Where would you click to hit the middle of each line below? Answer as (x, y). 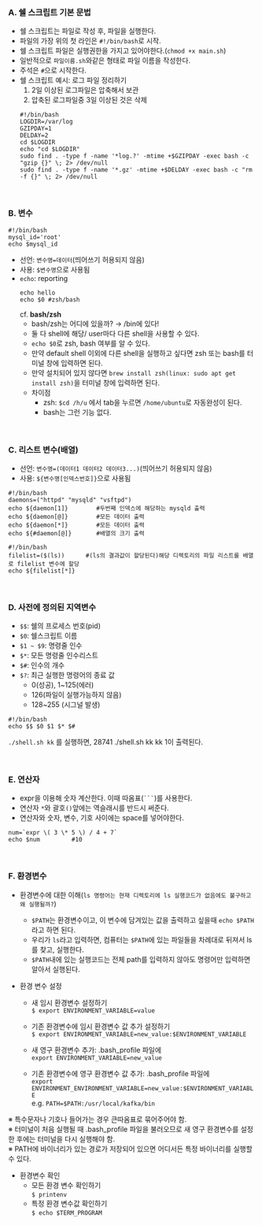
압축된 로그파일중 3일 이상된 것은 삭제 (89, 100)
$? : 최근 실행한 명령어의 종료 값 (67, 675)
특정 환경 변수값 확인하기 (69, 1203)
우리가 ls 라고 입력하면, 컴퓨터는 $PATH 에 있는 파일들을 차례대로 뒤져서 (138, 939)
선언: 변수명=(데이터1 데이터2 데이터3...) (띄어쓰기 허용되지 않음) (116, 468)
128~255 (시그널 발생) (66, 705)
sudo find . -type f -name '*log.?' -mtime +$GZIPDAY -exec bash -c (134, 156)
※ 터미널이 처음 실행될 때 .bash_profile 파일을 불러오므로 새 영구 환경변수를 (124, 1129)
